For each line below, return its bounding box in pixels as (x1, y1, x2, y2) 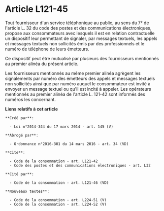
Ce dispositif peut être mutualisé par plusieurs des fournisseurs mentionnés (5, 55, 159, 61)
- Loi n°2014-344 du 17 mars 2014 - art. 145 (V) (9, 124, 113, 129)
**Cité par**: (5, 172, 34, 176)
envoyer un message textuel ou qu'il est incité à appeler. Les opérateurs (5, 86, 151, 92)
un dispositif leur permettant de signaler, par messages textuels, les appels (5, 35, 158, 41)
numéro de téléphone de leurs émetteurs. (5, 46, 90, 52)
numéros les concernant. (5, 96, 56, 102)
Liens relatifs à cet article (5, 106, 58, 112)
